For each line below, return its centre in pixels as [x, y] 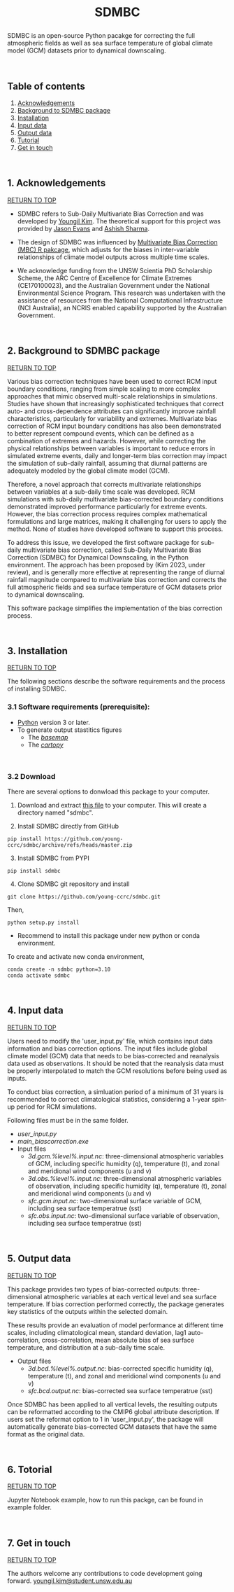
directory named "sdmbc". [55, 812]
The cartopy [46, 745]
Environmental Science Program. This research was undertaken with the [121, 293]
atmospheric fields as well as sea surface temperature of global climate [110, 43]
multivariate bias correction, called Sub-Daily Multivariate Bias [112, 550]
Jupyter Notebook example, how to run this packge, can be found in [105, 1500]
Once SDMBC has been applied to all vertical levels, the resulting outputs [112, 1404]
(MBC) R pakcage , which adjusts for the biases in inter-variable [108, 249]
